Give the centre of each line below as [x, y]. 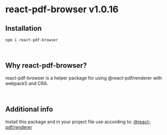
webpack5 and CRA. [27, 83]
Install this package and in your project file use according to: [69, 122]
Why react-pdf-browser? [46, 66]
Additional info [29, 109]
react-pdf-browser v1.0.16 [62, 9]
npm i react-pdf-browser [32, 40]
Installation [23, 28]
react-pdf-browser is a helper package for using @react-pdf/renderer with [84, 78]
